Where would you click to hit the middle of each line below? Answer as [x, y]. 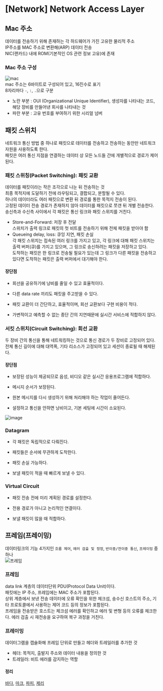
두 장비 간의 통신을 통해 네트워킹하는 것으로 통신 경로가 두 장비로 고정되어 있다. [80, 340]
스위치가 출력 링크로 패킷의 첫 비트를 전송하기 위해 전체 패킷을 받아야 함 [80, 228]
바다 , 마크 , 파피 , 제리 [25, 683]
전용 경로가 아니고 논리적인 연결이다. [47, 508]
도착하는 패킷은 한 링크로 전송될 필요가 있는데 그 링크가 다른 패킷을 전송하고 [84, 253]
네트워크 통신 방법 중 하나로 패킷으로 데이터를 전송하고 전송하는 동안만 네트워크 [81, 143]
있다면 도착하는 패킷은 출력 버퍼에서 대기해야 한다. [60, 259]
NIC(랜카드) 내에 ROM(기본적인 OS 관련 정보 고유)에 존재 [60, 53]
